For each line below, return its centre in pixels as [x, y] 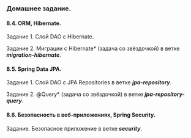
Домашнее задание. [39, 9]
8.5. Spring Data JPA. [34, 69]
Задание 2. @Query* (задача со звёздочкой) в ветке [75, 94]
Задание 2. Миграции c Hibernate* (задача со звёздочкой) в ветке [93, 49]
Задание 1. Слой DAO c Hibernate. [50, 37]
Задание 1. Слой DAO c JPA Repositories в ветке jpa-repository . [89, 82]
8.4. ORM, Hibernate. [34, 23]
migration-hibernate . [34, 55]
